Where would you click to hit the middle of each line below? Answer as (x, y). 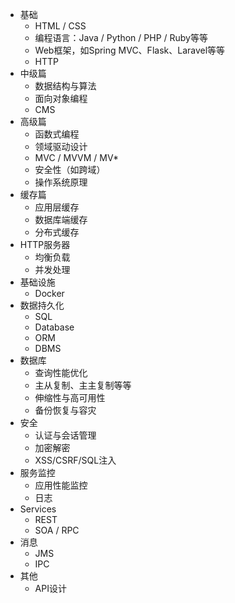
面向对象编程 (61, 98)
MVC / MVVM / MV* (77, 157)
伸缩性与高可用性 (70, 397)
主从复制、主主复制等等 (83, 385)
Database (54, 327)
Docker (49, 293)
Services (38, 509)
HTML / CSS (60, 26)
